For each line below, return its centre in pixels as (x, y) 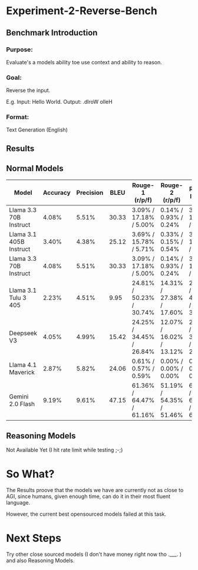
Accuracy (57, 192)
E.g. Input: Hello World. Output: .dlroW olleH (60, 102)
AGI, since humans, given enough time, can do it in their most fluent (88, 496)
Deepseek (23, 333)
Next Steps (34, 538)
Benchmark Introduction (52, 33)
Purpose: (20, 50)
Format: (18, 117)
